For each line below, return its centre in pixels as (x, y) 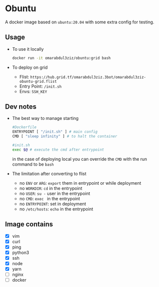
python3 (20, 252)
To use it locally (28, 49)
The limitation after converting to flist (49, 173)
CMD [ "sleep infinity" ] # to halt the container (65, 136)
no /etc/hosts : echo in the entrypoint (56, 209)
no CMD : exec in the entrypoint (50, 198)
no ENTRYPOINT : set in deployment (53, 204)
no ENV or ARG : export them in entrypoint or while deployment (80, 183)
